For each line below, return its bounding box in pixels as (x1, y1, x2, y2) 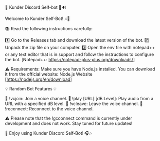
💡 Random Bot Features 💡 (5, 86, 57, 91)
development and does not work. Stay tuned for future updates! (5, 121, 133, 126)
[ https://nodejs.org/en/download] (5, 76, 72, 82)
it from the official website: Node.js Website (5, 71, 92, 77)
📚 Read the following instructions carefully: (5, 26, 93, 31)
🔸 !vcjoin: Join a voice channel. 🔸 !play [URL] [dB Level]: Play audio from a (5, 96, 154, 101)
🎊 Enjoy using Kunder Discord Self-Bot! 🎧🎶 (5, 130, 92, 136)
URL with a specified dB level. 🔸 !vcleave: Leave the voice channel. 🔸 (5, 101, 143, 106)
